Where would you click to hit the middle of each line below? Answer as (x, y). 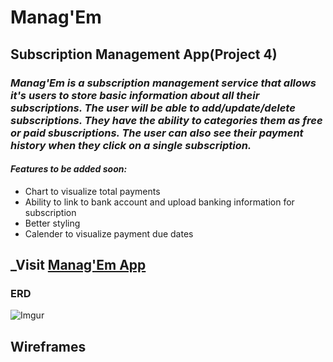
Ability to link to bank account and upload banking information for (159, 202)
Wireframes (48, 346)
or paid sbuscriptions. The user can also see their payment (157, 133)
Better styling (52, 223)
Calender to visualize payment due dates (109, 233)
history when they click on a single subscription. (131, 145)
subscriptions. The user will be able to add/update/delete (153, 108)
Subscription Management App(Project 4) (144, 54)
